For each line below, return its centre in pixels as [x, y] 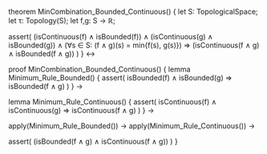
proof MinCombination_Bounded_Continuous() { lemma [99, 69]
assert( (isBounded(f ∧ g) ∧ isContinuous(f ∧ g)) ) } [93, 141]
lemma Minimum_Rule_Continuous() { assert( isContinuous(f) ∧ [113, 102]
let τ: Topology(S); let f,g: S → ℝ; [62, 20]
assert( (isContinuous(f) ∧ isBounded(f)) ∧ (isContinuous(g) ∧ [111, 36]
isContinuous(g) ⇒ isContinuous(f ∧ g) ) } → [81, 110]
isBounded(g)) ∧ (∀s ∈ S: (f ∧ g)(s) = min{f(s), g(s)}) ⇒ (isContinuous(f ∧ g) [134, 45]
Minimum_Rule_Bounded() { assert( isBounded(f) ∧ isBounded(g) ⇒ [120, 78]
